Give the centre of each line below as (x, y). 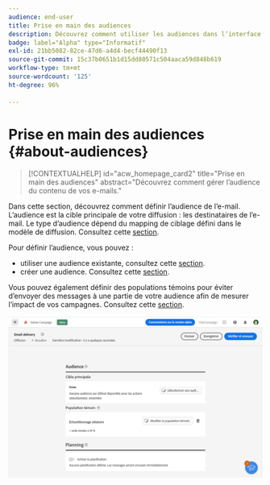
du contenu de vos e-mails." (75, 191)
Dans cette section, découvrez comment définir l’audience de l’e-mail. (125, 206)
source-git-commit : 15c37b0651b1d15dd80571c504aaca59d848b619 (115, 60)
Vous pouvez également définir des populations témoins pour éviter (121, 288)
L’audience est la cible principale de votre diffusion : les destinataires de (128, 215)
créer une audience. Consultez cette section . (95, 272)
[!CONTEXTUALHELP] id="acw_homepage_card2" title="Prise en (136, 174)
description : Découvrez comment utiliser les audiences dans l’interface (135, 34)
